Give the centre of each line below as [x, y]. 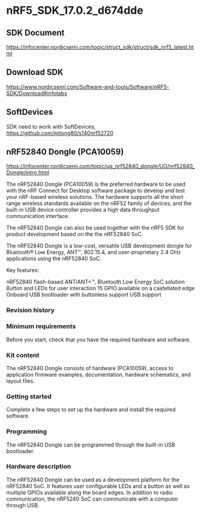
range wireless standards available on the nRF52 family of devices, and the [99, 203]
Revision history [31, 310]
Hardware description [39, 466]
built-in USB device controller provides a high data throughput [83, 210]
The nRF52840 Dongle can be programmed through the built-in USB [91, 445]
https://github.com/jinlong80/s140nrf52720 [60, 133]
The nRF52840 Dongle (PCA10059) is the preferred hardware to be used [96, 184]
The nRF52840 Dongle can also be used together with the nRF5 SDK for [95, 228]
